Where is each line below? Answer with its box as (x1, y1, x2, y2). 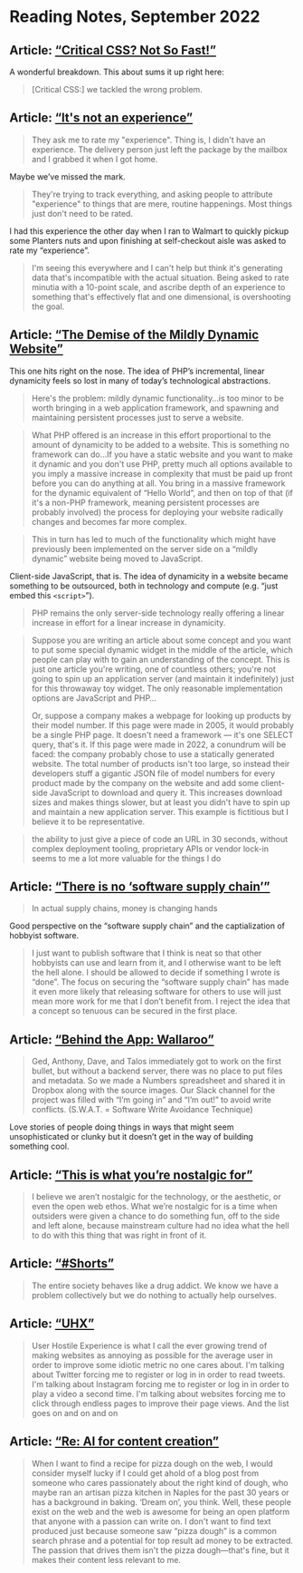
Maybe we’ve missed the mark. (9, 170, 126, 182)
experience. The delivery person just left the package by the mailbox (31, 143, 288, 155)
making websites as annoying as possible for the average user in (31, 1349, 273, 1361)
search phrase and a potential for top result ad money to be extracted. (31, 1535, 294, 1546)
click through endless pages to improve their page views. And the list (31, 1398, 289, 1409)
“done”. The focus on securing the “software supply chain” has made (31, 976, 289, 987)
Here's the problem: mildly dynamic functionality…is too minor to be (31, 393, 285, 403)
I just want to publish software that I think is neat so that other (31, 947, 262, 958)
